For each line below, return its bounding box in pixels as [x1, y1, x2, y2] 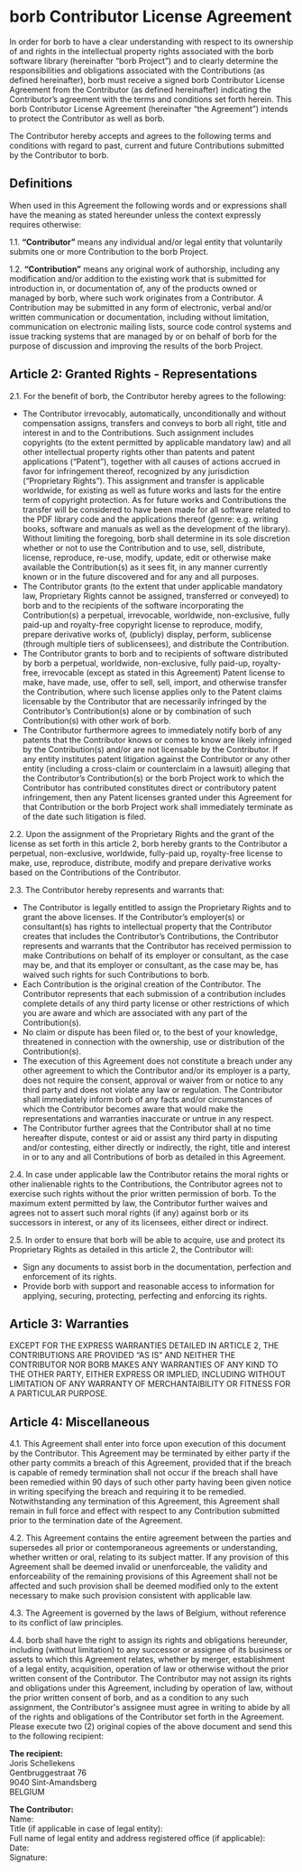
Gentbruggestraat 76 [9, 1767, 87, 1778]
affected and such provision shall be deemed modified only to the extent [9, 1580, 279, 1591]
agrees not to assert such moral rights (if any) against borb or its [9, 1207, 250, 1218]
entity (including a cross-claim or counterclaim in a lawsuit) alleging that [22, 763, 291, 774]
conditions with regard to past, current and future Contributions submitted [9, 140, 285, 151]
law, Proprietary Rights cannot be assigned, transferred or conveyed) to [22, 590, 289, 601]
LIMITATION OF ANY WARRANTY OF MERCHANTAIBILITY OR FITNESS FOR [9, 1379, 291, 1390]
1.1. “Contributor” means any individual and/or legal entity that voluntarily [9, 237, 283, 247]
